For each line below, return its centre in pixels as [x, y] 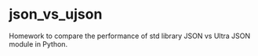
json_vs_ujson [56, 14]
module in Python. [38, 44]
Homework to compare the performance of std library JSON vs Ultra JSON [130, 36]
